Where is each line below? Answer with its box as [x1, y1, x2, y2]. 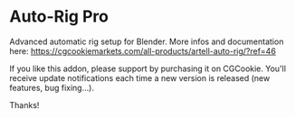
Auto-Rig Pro [9, 6, 109, 27]
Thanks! [9, 99, 40, 110]
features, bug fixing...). [9, 82, 95, 93]
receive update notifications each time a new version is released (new [9, 72, 271, 83]
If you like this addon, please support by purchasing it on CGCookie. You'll [9, 63, 287, 74]
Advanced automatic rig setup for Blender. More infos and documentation [9, 36, 284, 47]
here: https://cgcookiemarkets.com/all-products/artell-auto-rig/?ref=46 [9, 45, 276, 56]
